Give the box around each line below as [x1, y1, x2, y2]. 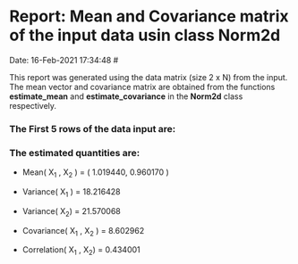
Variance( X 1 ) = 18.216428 [21, 186, 121, 199]
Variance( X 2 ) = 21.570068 [21, 205, 121, 219]
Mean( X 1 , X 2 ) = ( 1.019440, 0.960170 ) [21, 167, 170, 179]
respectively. [9, 100, 56, 111]
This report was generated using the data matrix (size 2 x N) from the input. [9, 71, 288, 82]
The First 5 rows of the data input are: [9, 122, 176, 135]
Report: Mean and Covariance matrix [9, 6, 289, 27]
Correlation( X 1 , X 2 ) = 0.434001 [21, 244, 140, 258]
